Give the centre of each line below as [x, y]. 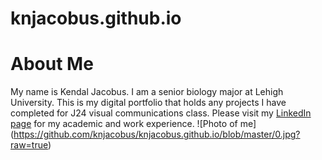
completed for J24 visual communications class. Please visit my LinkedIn [161, 113]
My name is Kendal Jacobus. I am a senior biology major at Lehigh [147, 92]
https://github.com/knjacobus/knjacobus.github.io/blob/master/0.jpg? [157, 134]
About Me [52, 64]
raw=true [29, 145]
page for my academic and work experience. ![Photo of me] [133, 124]
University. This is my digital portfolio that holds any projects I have [148, 103]
